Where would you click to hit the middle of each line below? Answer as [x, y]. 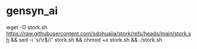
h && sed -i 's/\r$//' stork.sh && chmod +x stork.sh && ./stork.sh [84, 40]
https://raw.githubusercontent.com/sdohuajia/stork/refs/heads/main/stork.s [99, 33]
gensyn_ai [32, 11]
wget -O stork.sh [27, 27]
